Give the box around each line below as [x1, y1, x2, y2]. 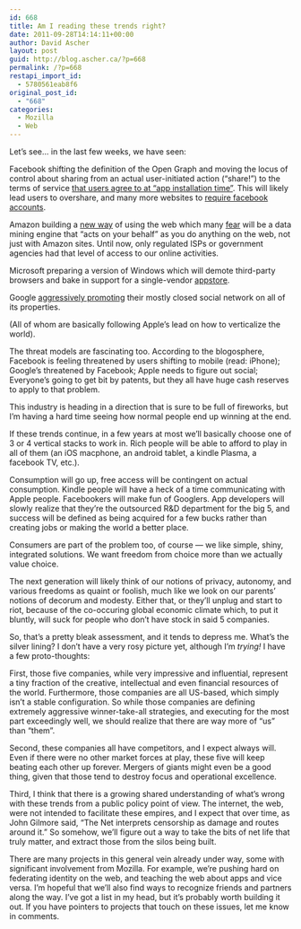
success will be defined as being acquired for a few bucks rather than [9, 513, 267, 523]
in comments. [9, 911, 60, 921]
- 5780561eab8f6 [17, 80, 78, 89]
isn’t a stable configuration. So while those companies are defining [9, 697, 255, 707]
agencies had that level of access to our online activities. [9, 248, 219, 259]
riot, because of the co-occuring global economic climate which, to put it [9, 605, 279, 615]
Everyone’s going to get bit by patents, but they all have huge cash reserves [9, 374, 289, 385]
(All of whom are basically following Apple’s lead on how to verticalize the [9, 320, 280, 329]
